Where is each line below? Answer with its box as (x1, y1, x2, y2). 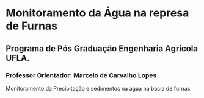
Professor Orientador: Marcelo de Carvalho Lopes (5, 71, 157, 79)
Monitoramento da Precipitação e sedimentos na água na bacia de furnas (5, 85, 191, 92)
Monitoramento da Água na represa (5, 6, 189, 20)
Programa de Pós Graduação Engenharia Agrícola (5, 43, 199, 54)
